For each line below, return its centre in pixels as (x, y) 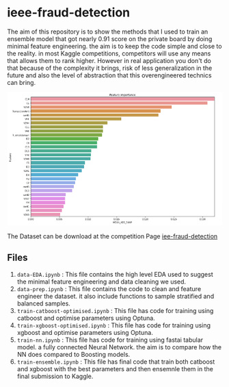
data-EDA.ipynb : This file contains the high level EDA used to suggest (115, 274)
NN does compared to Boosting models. (73, 354)
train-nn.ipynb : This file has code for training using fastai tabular (110, 340)
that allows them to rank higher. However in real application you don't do (109, 60)
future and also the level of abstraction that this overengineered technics (109, 75)
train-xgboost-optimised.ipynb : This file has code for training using (113, 325)
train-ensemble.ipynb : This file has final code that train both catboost (116, 362)
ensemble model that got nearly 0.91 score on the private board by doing (110, 38)
